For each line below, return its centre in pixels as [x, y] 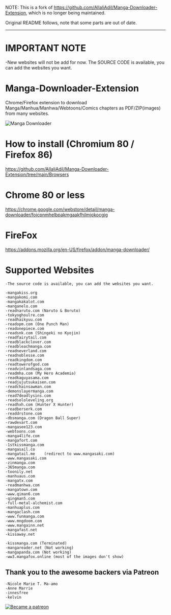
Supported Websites [50, 270]
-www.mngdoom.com [24, 521]
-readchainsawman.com [28, 386]
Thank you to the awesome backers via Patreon [82, 572]
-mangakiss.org [21, 293]
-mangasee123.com [24, 427]
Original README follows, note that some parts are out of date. [71, 23]
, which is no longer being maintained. [66, 13]
